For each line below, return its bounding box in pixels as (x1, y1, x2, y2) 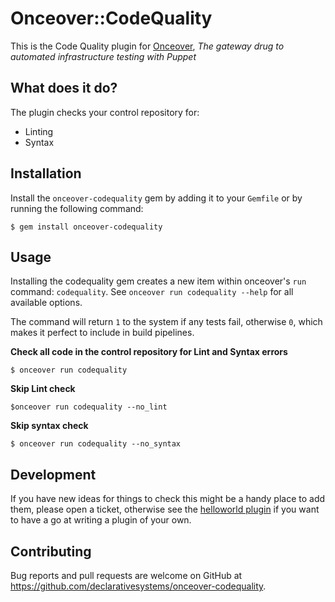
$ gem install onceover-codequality (10, 222, 163, 232)
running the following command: (10, 202, 144, 214)
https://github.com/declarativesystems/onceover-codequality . (10, 580, 267, 592)
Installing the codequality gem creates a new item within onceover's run (10, 275, 307, 287)
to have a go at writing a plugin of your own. (10, 514, 192, 526)
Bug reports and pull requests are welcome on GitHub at (10, 570, 243, 581)
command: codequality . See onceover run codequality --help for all (10, 286, 294, 298)
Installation (10, 165, 82, 182)
